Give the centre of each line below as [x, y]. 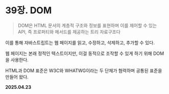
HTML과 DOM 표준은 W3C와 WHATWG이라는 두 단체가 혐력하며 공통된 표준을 [84, 70]
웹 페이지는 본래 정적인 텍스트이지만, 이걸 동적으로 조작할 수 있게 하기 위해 [79, 53]
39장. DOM [29, 10]
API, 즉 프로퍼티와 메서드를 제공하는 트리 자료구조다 [69, 32]
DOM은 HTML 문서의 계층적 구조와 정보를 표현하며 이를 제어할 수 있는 [87, 25]
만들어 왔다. [17, 77]
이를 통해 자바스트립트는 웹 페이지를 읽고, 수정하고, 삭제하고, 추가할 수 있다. [80, 42]
